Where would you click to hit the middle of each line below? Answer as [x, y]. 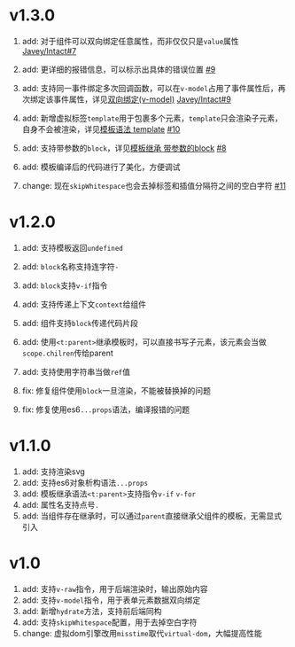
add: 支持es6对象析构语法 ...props [85, 482]
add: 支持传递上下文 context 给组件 [84, 304]
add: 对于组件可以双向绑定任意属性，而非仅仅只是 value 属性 [130, 41]
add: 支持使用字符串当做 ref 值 [76, 371]
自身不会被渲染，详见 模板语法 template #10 [101, 129]
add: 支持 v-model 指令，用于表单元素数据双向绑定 [111, 600]
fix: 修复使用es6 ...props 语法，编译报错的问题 [106, 409]
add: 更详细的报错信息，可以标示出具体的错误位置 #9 [119, 69]
